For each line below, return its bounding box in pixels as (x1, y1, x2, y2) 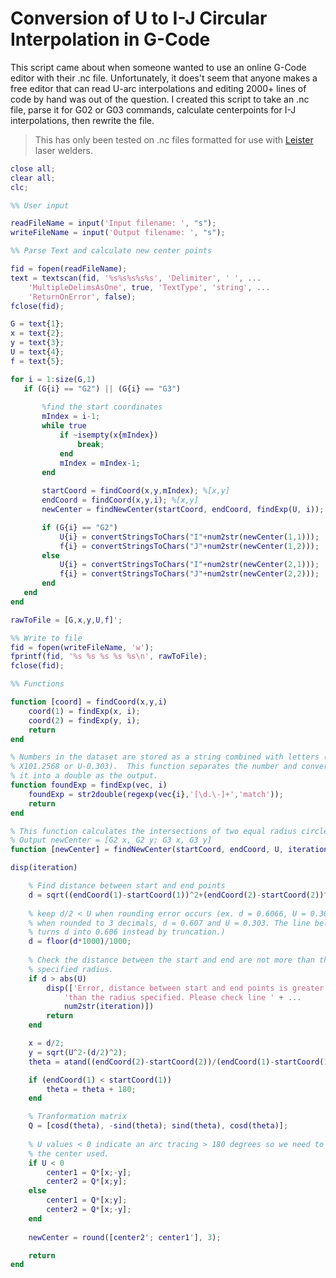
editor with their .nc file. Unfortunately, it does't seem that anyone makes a (10, 72, 318, 84)
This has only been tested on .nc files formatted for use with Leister (34, 133, 314, 146)
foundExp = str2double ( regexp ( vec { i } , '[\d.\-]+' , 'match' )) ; (28, 789, 284, 799)
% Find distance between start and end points (28, 881, 226, 891)
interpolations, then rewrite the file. (10, 114, 155, 126)
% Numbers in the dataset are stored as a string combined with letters (10, 752, 320, 762)
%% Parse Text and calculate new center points (10, 246, 213, 256)
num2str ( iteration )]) (63, 1002, 155, 1012)
